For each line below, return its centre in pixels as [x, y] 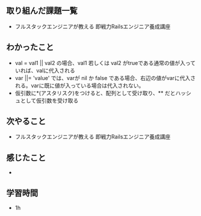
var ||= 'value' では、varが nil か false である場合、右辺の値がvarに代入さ [105, 78]
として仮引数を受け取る [49, 100]
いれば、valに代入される [45, 70]
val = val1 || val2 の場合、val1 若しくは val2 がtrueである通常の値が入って [105, 63]
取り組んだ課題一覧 [42, 11]
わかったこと [30, 47]
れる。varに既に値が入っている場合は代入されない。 [79, 85]
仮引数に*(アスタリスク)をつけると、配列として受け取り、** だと [95, 93]
